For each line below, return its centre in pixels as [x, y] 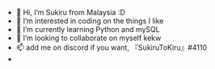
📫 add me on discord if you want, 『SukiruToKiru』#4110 [112, 47]
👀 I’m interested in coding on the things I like [90, 21]
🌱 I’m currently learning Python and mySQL [88, 29]
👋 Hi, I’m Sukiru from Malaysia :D [70, 12]
